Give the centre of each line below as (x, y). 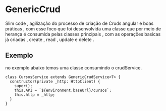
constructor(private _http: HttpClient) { (55, 81)
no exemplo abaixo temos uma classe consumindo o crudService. (74, 67)
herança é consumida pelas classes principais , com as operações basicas (83, 34)
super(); (23, 86)
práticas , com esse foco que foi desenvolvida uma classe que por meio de (83, 28)
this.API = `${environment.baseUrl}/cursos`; (63, 90)
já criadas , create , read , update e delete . (50, 40)
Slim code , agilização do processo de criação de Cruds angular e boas (79, 23)
